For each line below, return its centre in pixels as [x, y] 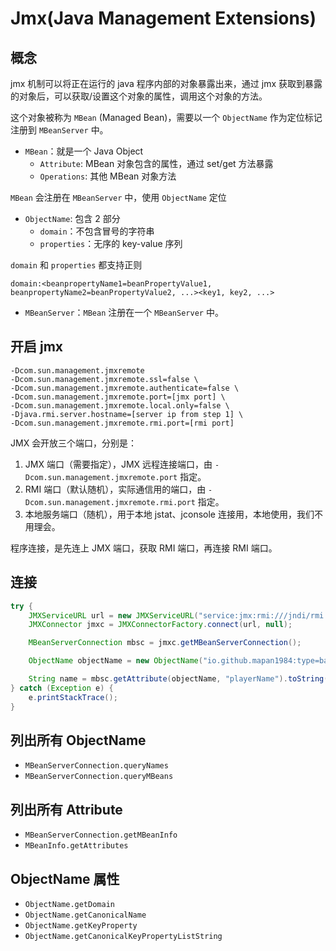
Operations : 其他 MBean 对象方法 [108, 176]
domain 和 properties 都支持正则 [76, 265]
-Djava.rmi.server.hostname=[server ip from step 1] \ [127, 414]
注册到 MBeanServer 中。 [59, 130]
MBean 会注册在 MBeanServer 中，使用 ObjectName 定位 [118, 197]
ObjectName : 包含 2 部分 [72, 218]
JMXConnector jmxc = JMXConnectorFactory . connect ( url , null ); [160, 625]
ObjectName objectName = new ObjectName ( [115, 661]
